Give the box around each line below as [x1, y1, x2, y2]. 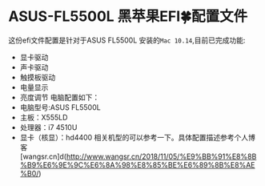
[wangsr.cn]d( [19, 152, 66, 161]
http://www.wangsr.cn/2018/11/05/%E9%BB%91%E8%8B [66, 152, 257, 161]
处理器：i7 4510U [19, 122, 78, 132]
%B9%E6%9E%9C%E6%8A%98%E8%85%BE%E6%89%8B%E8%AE [19, 160, 255, 169]
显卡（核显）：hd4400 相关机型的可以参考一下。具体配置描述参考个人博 [19, 132, 256, 142]
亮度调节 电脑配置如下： [19, 92, 100, 102]
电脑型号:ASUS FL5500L [19, 102, 102, 112]
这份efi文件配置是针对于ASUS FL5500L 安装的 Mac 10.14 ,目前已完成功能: [8, 35, 246, 45]
